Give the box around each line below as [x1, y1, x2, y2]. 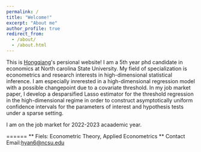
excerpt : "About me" [6, 20, 58, 26]
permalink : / [6, 8, 39, 15]
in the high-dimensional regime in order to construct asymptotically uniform [6, 96, 193, 104]
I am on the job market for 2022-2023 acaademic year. [6, 121, 142, 128]
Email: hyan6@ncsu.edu [6, 139, 65, 146]
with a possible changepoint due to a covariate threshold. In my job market [6, 84, 191, 91]
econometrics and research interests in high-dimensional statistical [6, 71, 173, 78]
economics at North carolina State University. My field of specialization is [6, 65, 187, 72]
